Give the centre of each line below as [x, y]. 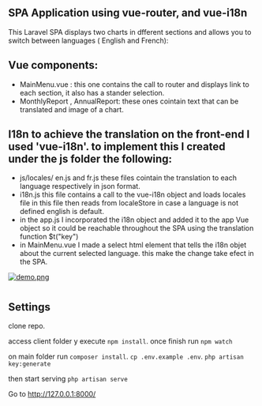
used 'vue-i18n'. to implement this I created [117, 147]
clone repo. [27, 326]
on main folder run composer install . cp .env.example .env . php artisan [126, 357]
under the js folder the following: [90, 159]
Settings [30, 307]
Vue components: [53, 65]
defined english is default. [62, 212]
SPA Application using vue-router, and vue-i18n [128, 13]
